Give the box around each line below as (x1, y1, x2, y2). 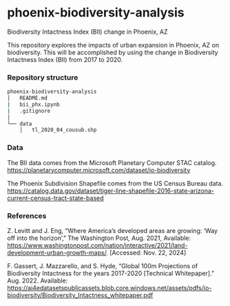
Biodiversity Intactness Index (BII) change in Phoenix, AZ (7, 28, 168, 36)
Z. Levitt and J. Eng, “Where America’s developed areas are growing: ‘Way (7, 226, 218, 234)
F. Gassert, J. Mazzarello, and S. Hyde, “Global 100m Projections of (7, 261, 198, 270)
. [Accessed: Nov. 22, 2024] (106, 248, 187, 256)
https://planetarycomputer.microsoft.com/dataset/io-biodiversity (7, 166, 191, 174)
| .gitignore (7, 107, 51, 114)
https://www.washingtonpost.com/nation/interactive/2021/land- (7, 241, 188, 249)
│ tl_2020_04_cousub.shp (19, 127, 97, 133)
